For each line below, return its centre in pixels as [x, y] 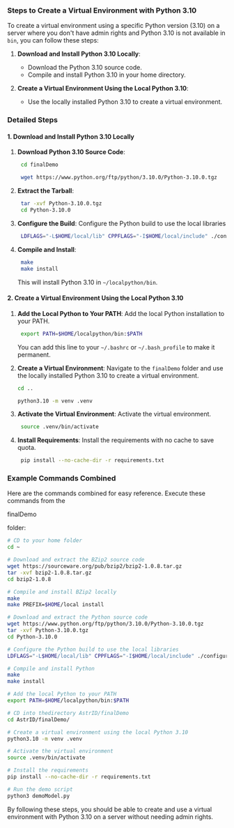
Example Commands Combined [62, 479]
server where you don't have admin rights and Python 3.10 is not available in [116, 33]
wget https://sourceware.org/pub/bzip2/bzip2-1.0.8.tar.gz [95, 566]
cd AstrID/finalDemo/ [39, 720]
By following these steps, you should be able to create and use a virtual [110, 809]
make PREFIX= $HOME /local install [56, 605]
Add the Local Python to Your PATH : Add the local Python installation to [121, 313]
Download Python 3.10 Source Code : [71, 152]
